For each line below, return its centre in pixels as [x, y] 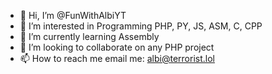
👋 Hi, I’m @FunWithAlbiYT [73, 15]
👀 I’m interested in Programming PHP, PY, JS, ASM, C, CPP [141, 26]
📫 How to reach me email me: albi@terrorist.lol [117, 58]
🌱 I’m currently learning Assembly [89, 36]
